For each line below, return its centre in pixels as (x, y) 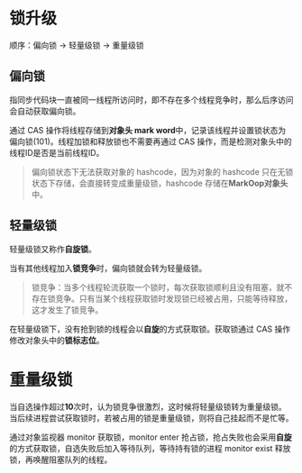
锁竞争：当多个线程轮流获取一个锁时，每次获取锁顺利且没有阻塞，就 (158, 287)
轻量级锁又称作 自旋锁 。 (53, 249)
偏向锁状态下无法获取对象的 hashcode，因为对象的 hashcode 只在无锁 (162, 171)
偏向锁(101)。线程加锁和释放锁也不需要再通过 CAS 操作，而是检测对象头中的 (151, 141)
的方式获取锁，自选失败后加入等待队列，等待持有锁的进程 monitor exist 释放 (150, 448)
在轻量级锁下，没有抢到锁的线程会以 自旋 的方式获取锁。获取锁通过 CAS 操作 (150, 329)
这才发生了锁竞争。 (67, 309)
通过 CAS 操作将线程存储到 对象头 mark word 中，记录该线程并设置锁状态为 (148, 130)
